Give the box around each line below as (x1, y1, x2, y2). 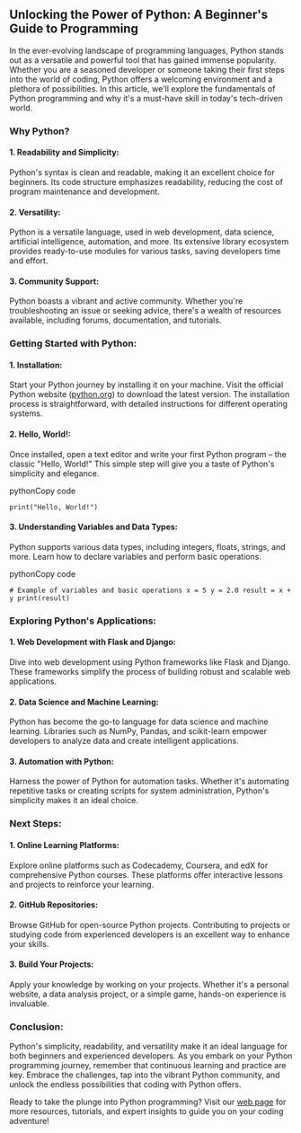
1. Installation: (9, 359, 63, 370)
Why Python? (9, 125, 70, 137)
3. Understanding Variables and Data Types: (9, 521, 178, 533)
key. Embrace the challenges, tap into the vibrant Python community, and (9, 1069, 280, 1081)
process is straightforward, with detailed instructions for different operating (9, 399, 288, 410)
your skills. (9, 938, 49, 949)
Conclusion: (9, 1020, 64, 1032)
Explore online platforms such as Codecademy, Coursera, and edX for (9, 860, 269, 871)
